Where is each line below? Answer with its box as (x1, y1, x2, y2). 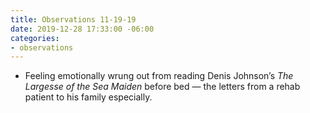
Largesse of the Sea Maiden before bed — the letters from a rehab (24, 81, 301, 93)
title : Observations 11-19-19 (10, 14, 137, 25)
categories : (10, 33, 60, 43)
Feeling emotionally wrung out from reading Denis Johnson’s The (24, 70, 294, 82)
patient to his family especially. (24, 91, 153, 103)
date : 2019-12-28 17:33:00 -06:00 (10, 24, 155, 34)
